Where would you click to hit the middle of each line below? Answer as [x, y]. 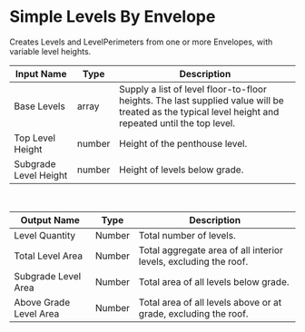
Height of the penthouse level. [183, 143]
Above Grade [42, 302]
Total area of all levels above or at [210, 302]
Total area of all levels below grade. [214, 281]
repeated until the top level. [177, 122]
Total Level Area [49, 256]
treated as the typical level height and [199, 112]
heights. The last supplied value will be [202, 100]
